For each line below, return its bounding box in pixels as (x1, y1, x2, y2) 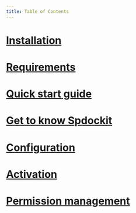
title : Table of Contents (6, 8, 69, 15)
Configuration (6, 141, 76, 154)
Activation (6, 167, 57, 181)
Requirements (6, 61, 76, 74)
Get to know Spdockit (6, 114, 113, 128)
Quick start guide (6, 87, 92, 101)
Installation (6, 33, 62, 47)
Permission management (6, 194, 130, 208)
